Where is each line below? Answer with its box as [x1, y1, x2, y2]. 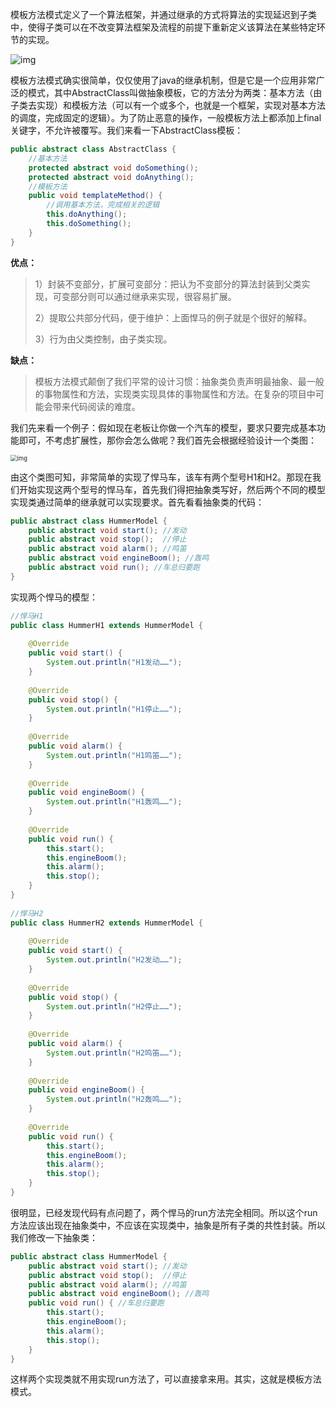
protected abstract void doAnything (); [28, 172, 195, 182]
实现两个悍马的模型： [10, 591, 98, 603]
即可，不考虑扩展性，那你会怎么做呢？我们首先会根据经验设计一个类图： [18, 434, 317, 446]
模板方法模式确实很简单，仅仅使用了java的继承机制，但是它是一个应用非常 [10, 74, 317, 86]
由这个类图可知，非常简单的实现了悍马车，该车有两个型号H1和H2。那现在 [10, 471, 313, 483]
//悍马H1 [10, 611, 44, 621]
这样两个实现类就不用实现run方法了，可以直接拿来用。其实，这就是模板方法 [10, 1373, 322, 1385]
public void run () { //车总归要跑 [28, 1298, 165, 1308]
